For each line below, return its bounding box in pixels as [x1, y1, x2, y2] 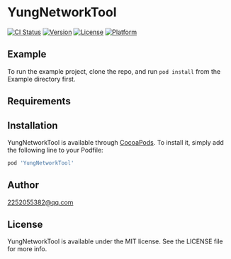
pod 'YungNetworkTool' [7, 159, 74, 167]
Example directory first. [7, 75, 76, 83]
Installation [7, 119, 58, 131]
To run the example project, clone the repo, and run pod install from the [7, 67, 221, 75]
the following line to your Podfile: [7, 145, 104, 154]
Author [7, 179, 39, 192]
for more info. [7, 245, 47, 253]
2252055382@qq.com [7, 198, 74, 206]
